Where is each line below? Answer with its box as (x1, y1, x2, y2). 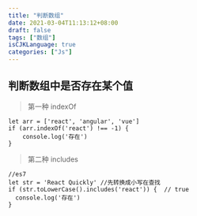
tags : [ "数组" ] (8, 33, 56, 42)
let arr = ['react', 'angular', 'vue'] (8, 117, 140, 125)
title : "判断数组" (8, 11, 65, 20)
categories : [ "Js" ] (8, 48, 73, 56)
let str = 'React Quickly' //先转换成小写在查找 (8, 178, 161, 186)
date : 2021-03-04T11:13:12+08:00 (8, 19, 119, 27)
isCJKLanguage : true (8, 41, 77, 49)
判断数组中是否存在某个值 (8, 80, 133, 93)
